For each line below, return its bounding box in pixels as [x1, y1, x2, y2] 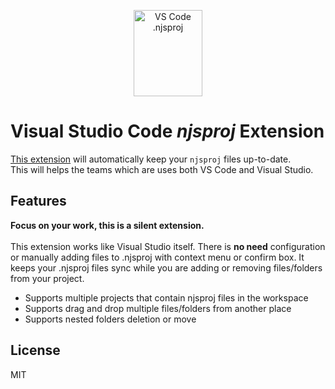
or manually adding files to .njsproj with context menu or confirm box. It [10, 251, 305, 263]
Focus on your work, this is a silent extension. [10, 219, 205, 231]
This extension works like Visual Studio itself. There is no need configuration [10, 240, 326, 252]
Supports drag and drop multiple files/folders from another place [24, 302, 292, 314]
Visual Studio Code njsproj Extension [10, 120, 325, 143]
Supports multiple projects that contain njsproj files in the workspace [24, 291, 309, 304]
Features [10, 193, 67, 210]
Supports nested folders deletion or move [24, 313, 197, 325]
